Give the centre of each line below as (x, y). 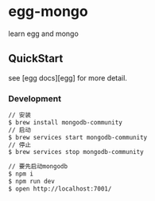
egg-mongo (48, 12)
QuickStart (36, 59)
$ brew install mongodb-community (66, 122)
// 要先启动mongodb (38, 167)
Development (35, 98)
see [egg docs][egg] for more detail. (68, 77)
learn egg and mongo (44, 33)
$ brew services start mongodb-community (78, 137)
